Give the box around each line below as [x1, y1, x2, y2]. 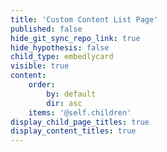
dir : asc [46, 98, 83, 108]
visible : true [10, 61, 70, 71]
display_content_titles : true [10, 126, 137, 136]
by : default [46, 89, 97, 99]
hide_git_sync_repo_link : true [10, 33, 141, 43]
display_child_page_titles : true [10, 117, 150, 127]
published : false [10, 24, 83, 34]
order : [28, 80, 56, 90]
